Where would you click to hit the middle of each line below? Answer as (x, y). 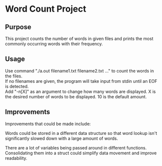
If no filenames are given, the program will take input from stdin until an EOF (81, 81)
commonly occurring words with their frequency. (54, 44)
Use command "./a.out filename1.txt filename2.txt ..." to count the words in (80, 71)
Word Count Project (46, 9)
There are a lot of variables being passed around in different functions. (76, 148)
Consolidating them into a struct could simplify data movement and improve (81, 153)
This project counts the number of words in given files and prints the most (79, 38)
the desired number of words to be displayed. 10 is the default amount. (76, 96)
